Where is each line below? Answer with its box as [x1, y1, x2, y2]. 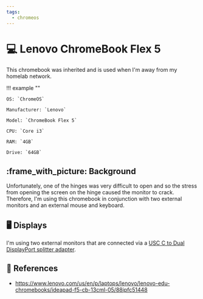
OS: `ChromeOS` [6, 96, 45, 102]
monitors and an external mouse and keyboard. [6, 202, 125, 209]
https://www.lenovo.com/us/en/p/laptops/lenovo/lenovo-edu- [15, 280, 170, 287]
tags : [6, 9, 20, 15]
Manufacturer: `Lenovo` [6, 107, 67, 113]
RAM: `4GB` [6, 139, 34, 145]
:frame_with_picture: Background [6, 166, 136, 177]
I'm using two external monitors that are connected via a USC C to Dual [6, 239, 185, 247]
